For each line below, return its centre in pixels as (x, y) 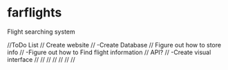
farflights (35, 13)
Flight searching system (41, 32)
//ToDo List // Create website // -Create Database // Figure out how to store (114, 45)
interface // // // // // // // (41, 59)
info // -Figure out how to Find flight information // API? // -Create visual (109, 52)
